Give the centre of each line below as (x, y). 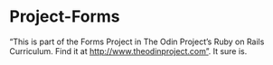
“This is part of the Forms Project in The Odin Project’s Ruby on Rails (137, 42)
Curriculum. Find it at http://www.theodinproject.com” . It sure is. (128, 51)
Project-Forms (65, 17)
